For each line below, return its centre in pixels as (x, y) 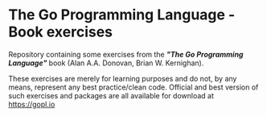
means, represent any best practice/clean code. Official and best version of (133, 87)
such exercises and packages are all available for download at (111, 95)
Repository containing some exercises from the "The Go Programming (126, 54)
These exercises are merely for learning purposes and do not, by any (123, 78)
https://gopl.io (32, 104)
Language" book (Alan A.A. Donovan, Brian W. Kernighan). (106, 63)
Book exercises (61, 32)
